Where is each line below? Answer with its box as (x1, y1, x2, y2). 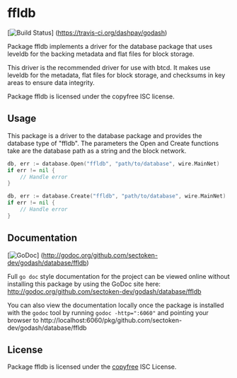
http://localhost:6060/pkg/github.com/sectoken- (40, 316, 183, 324)
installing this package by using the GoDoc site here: (7, 280, 161, 288)
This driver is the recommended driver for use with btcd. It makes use (7, 63, 211, 71)
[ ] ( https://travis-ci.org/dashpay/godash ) (7, 28, 168, 37)
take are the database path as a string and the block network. (7, 147, 187, 155)
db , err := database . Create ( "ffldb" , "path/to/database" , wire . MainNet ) (7, 193, 226, 200)
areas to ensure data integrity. (7, 78, 96, 86)
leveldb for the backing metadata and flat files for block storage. (7, 50, 195, 58)
